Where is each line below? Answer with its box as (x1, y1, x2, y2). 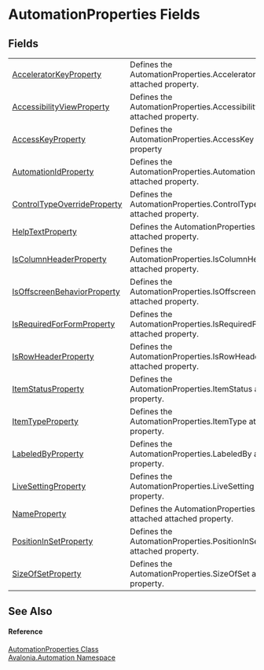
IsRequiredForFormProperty (12, 318, 115, 329)
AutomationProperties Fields (8, 6, 200, 24)
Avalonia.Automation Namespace (8, 653, 116, 662)
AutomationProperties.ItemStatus (129, 384, 253, 394)
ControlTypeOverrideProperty (12, 199, 123, 209)
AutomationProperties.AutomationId (129, 167, 262, 177)
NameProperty (12, 509, 67, 519)
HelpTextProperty (12, 226, 77, 237)
